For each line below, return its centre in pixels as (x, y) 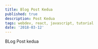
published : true (21, 14)
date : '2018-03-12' (25, 28)
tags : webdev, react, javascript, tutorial (49, 23)
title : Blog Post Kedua (29, 9)
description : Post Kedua (30, 18)
